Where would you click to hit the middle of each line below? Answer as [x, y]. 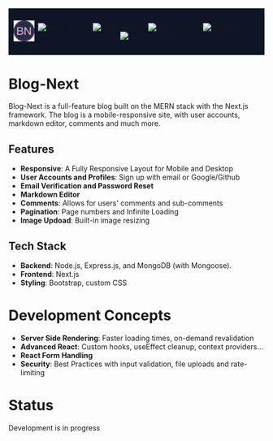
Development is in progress [54, 428]
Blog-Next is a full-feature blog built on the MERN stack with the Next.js [129, 106]
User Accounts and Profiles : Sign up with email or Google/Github [130, 177]
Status [31, 406]
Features [31, 149]
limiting [32, 372]
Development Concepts [90, 316]
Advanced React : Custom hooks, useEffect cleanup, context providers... [142, 346]
